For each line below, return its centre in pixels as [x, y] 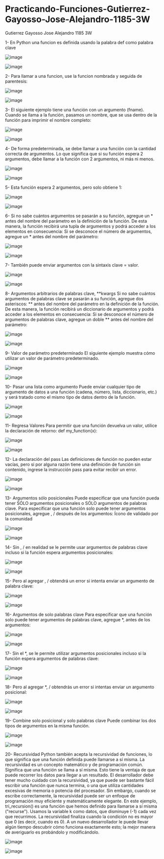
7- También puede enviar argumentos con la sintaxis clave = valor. [72, 265]
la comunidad [19, 519]
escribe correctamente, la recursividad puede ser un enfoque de [70, 795]
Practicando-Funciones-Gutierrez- [78, 9]
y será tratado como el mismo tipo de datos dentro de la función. [70, 397]
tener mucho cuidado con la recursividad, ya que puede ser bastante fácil [80, 780]
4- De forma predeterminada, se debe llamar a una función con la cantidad [81, 148]
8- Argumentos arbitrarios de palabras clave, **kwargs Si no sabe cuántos [80, 293]
